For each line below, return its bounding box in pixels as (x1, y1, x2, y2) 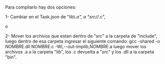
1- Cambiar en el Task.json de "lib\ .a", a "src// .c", (5, 14, 106, 19)
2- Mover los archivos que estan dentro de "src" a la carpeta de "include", (5, 33, 158, 39)
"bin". (5, 54, 17, 60)
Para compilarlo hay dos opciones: (5, 4, 76, 10)
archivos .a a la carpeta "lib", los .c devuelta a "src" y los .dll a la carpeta (5, 49, 155, 55)
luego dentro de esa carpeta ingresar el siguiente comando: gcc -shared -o (5, 38, 161, 44)
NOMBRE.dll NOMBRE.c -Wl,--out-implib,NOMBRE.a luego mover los (5, 44, 147, 49)
